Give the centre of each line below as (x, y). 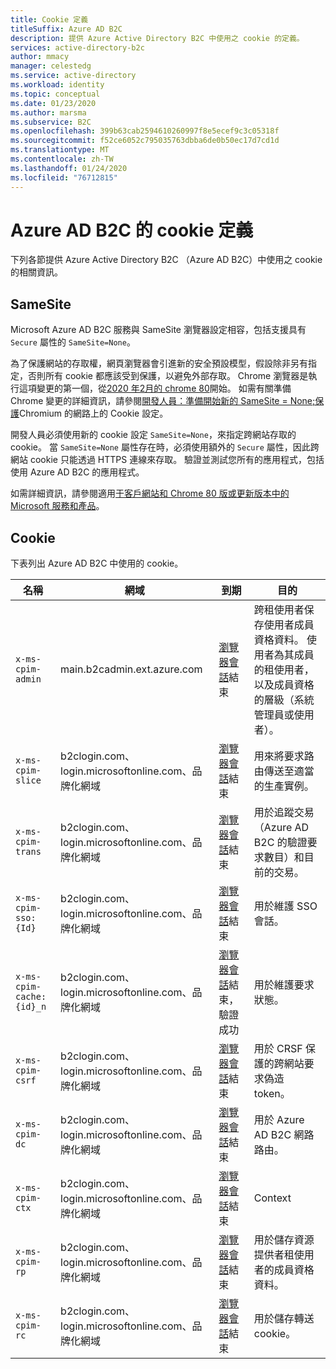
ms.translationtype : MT (60, 150)
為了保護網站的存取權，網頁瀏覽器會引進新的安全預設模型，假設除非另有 (159, 363)
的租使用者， (284, 670)
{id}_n (31, 1007)
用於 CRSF (278, 1049)
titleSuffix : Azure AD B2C (66, 29)
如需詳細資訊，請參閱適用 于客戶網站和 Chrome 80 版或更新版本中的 (150, 493)
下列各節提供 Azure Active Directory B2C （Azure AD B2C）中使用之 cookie (166, 260)
